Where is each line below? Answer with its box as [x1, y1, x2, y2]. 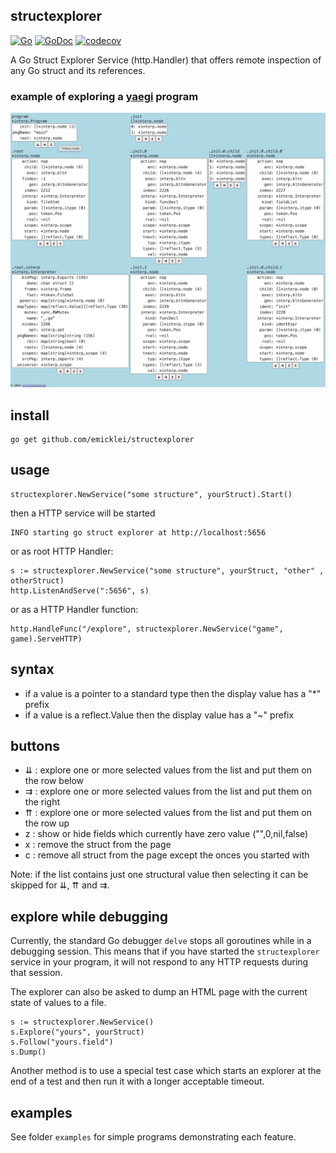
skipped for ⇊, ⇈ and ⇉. [10, 879, 110, 891]
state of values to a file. [10, 997, 107, 1009]
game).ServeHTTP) [10, 634, 83, 644]
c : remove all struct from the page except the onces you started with [24, 849, 310, 861]
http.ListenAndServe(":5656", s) [10, 585, 150, 596]
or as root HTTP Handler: [10, 545, 114, 557]
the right [24, 796, 60, 808]
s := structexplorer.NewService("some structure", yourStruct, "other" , [10, 565, 325, 576]
